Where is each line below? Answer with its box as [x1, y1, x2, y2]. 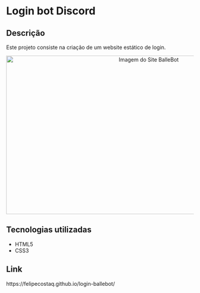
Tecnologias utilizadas [6, 225, 92, 235]
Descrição [6, 28, 45, 38]
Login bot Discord [6, 4, 96, 18]
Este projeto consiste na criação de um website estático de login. [6, 44, 166, 51]
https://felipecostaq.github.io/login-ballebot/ [6, 280, 115, 287]
